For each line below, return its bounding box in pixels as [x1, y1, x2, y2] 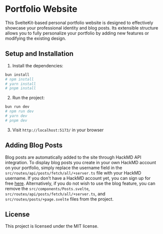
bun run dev [5, 104, 29, 109]
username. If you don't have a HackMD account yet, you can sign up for [5, 175, 151, 181]
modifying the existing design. [5, 35, 66, 41]
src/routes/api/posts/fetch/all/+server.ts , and [5, 191, 106, 197]
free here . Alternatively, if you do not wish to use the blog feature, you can [5, 180, 156, 186]
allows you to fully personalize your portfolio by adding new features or [5, 30, 149, 36]
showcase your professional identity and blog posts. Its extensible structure [5, 25, 159, 30]
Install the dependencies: [12, 62, 64, 68]
